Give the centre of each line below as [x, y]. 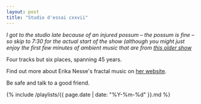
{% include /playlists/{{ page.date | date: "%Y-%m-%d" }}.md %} [88, 94]
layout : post [23, 12]
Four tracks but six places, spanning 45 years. [64, 59]
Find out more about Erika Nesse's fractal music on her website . [87, 71]
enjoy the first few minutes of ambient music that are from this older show [99, 47]
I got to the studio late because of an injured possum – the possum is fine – [101, 34]
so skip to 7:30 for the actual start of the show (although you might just [96, 41]
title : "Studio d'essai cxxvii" [47, 18]
